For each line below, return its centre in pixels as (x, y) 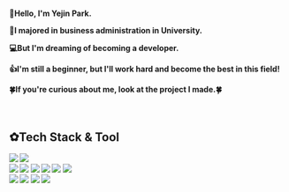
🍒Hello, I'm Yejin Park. (50, 13)
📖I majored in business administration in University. (106, 30)
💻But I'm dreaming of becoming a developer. (94, 48)
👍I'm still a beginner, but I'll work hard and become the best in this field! (144, 69)
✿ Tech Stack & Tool (65, 137)
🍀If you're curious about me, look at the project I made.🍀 (116, 89)
